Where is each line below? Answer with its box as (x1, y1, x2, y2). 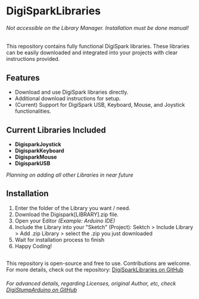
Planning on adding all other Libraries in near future (6, 171, 134, 178)
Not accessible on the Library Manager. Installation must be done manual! (6, 24, 189, 31)
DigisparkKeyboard (14, 147, 64, 155)
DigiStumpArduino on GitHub (6, 286, 77, 293)
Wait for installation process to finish (14, 236, 105, 243)
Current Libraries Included (6, 125, 106, 135)
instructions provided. (6, 56, 60, 63)
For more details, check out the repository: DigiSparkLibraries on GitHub (6, 266, 184, 273)
